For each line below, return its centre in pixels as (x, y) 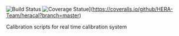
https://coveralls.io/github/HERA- (133, 9)
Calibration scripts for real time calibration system (67, 27)
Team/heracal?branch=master (43, 15)
